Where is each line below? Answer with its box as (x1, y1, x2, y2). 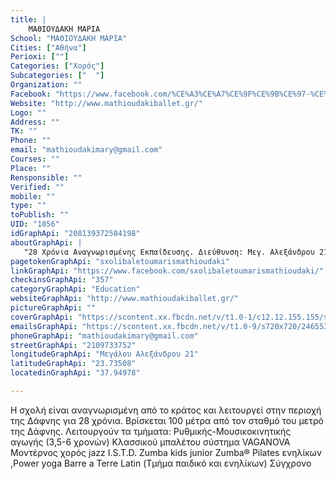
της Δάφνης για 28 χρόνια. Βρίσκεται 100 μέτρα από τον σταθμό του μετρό (10, 414, 324, 426)
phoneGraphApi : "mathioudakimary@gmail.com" (10, 331, 199, 341)
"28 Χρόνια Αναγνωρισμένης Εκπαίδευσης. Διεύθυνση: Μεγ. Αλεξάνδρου (23, 247, 315, 257)
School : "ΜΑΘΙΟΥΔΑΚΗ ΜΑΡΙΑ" (10, 33, 128, 43)
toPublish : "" (10, 210, 70, 220)
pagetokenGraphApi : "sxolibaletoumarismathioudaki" (10, 256, 230, 266)
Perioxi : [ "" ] (10, 52, 70, 62)
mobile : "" (10, 191, 56, 201)
